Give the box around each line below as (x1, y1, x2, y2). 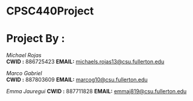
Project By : (6, 32, 65, 46)
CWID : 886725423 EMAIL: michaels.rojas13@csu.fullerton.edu (6, 58, 165, 66)
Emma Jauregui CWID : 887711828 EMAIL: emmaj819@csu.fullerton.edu (6, 88, 187, 95)
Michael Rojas (6, 52, 42, 59)
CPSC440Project (6, 4, 94, 18)
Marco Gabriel (6, 70, 42, 77)
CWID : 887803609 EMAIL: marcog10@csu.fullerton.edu (6, 76, 148, 84)
